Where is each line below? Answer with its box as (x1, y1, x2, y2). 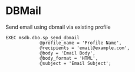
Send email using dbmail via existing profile (5, 23, 111, 30)
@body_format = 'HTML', (39, 55, 98, 61)
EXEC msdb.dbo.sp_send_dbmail (5, 35, 80, 40)
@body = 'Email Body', (39, 50, 96, 56)
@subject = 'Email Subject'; (39, 60, 111, 66)
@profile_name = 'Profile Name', (39, 40, 122, 46)
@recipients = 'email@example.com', (39, 45, 130, 51)
